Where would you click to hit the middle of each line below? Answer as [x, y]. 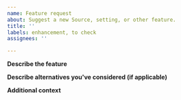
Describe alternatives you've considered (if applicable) [87, 77]
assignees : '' [27, 39]
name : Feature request [39, 13]
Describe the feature [37, 64]
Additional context [34, 90]
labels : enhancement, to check [52, 32]
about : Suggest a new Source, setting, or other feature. [92, 20]
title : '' [21, 26]
